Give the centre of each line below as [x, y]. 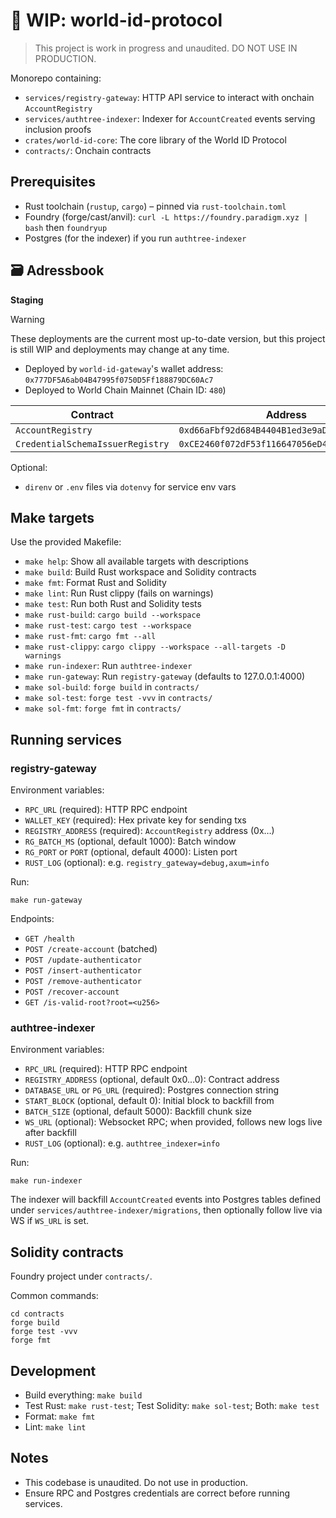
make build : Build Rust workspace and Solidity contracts [140, 572]
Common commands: [54, 1296]
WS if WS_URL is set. [50, 1221]
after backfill [50, 1133]
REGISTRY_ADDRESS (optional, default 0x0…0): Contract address [152, 1080]
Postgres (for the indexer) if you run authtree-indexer [135, 238]
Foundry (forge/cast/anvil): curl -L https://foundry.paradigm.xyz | [166, 216]
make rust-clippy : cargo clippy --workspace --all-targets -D [155, 646]
